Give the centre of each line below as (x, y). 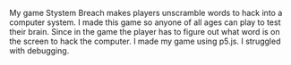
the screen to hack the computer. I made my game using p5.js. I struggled (145, 41)
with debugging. (39, 51)
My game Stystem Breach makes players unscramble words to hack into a (146, 13)
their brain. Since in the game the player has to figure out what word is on (145, 32)
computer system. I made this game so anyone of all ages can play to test (145, 22)
